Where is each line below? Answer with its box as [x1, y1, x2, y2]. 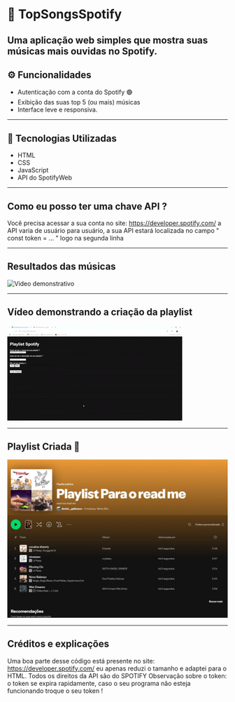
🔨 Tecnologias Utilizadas [7, 133, 117, 144]
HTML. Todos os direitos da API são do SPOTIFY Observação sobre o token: [7, 671, 227, 680]
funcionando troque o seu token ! [7, 687, 104, 695]
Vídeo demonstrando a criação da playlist [7, 306, 193, 318]
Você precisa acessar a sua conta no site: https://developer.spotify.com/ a [7, 219, 222, 227]
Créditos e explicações [7, 638, 110, 650]
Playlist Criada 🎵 [7, 441, 80, 453]
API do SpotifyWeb [17, 173, 72, 182]
